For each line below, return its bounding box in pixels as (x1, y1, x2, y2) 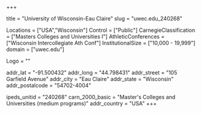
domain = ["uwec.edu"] (6, 46, 64, 53)
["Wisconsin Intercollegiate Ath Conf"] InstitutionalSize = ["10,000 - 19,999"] (6, 40, 196, 46)
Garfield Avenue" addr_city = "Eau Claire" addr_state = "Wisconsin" (6, 76, 174, 82)
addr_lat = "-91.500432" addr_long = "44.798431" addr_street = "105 (6, 69, 178, 76)
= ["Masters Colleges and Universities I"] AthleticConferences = (6, 33, 165, 40)
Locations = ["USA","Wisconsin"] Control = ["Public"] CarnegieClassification (6, 26, 196, 34)
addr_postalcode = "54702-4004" (6, 82, 91, 89)
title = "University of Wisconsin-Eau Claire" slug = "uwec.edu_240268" (6, 15, 182, 22)
